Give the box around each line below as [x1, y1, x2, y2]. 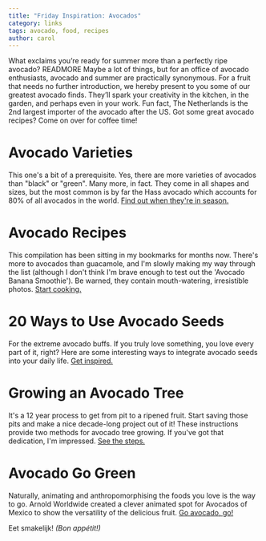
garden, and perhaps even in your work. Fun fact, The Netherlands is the [8, 99, 248, 108]
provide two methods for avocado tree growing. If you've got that [8, 428, 224, 437]
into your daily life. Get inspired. [8, 356, 114, 365]
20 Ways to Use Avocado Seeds [8, 313, 224, 331]
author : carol [8, 34, 56, 42]
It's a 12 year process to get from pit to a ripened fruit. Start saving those [8, 410, 248, 420]
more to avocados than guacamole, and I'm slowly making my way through [8, 259, 256, 268]
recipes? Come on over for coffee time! [8, 115, 138, 125]
